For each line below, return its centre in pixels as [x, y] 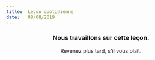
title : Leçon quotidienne [40, 12]
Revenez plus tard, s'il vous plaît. [101, 50]
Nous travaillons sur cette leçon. [101, 38]
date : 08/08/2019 [31, 17]
